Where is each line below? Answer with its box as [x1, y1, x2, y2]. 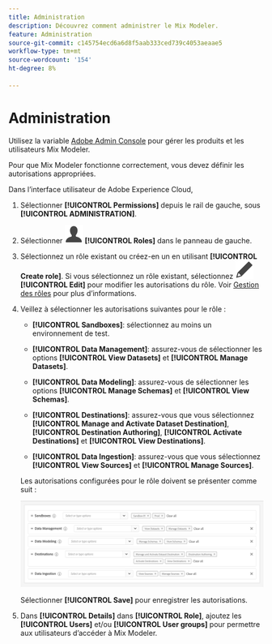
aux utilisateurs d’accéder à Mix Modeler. [19, 628, 158, 638]
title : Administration [8, 13, 85, 21]
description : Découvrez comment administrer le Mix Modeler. [8, 21, 219, 30]
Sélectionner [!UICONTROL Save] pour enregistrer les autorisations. [19, 595, 249, 604]
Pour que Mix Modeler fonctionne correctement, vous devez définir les [8, 160, 244, 170]
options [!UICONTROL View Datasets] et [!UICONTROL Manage [32, 353, 249, 363]
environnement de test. [32, 328, 110, 338]
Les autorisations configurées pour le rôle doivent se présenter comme [19, 475, 257, 486]
